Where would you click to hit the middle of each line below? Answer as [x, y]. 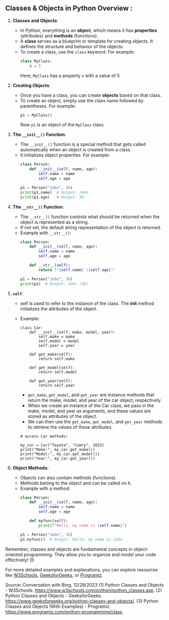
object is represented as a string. [54, 222]
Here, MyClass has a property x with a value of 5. [71, 75]
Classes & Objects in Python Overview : [69, 8]
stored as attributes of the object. [62, 416]
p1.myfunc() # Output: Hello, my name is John [71, 539]
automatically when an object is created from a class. [76, 150]
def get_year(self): [51, 381]
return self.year [56, 385]
